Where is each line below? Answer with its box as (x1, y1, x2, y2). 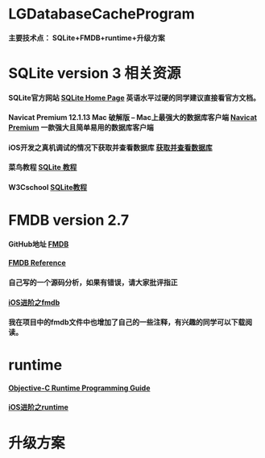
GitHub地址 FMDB (8, 239, 69, 249)
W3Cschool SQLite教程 (8, 182, 88, 192)
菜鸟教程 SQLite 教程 (8, 163, 77, 172)
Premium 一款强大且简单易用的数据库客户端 (8, 122, 155, 133)
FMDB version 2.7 (8, 211, 130, 229)
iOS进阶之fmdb (8, 297, 60, 307)
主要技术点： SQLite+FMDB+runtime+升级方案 (8, 33, 165, 43)
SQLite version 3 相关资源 (8, 64, 181, 82)
